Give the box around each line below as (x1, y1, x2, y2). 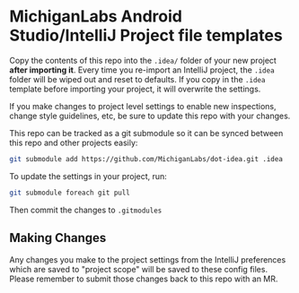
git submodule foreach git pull (9, 188, 130, 197)
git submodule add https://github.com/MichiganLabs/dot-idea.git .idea (9, 154, 283, 163)
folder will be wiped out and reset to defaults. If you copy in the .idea (9, 73, 266, 84)
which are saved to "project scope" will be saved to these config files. (9, 263, 268, 274)
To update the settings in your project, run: (9, 170, 168, 181)
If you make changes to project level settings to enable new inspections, (9, 100, 277, 111)
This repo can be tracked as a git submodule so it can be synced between (9, 127, 284, 138)
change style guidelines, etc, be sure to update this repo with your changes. (9, 110, 291, 121)
